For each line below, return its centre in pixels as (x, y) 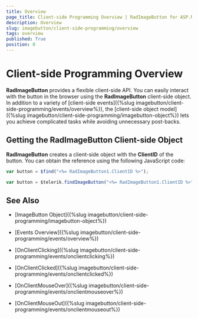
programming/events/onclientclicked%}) (64, 274)
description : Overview (34, 22)
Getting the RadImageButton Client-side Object (95, 140)
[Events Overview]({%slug (47, 232)
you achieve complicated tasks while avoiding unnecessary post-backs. (93, 121)
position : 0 (21, 45)
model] (169, 109)
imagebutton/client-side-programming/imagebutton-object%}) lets (108, 115)
